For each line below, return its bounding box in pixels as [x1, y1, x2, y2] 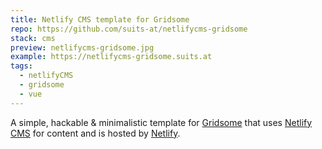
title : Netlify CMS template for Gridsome [10, 14, 190, 25]
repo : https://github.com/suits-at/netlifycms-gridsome [10, 24, 248, 34]
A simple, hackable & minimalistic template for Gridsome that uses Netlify [10, 116, 313, 128]
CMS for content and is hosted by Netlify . [10, 127, 181, 139]
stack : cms [10, 33, 56, 43]
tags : [10, 61, 33, 71]
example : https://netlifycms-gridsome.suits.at [10, 52, 213, 62]
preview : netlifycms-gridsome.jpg [10, 42, 155, 53]
